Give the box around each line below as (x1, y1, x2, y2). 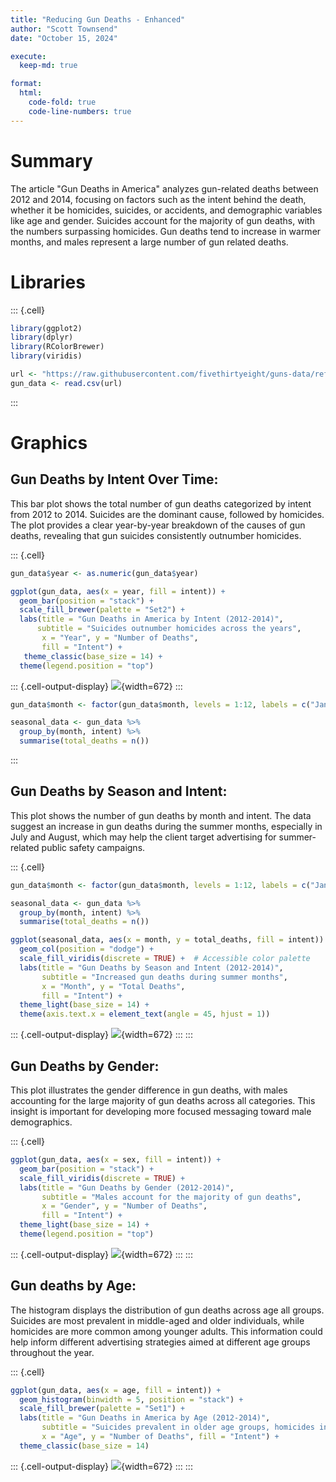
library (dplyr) (10, 332, 74, 343)
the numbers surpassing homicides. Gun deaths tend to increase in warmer (10, 225, 322, 237)
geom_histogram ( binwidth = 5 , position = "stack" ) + (19, 1394, 244, 1405)
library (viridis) (10, 351, 83, 361)
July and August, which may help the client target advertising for (10, 831, 277, 843)
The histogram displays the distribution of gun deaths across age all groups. (10, 1304, 325, 1316)
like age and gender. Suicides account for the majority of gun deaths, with (10, 214, 315, 226)
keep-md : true (19, 61, 78, 71)
